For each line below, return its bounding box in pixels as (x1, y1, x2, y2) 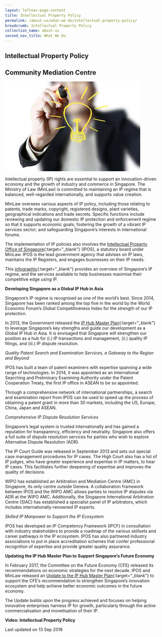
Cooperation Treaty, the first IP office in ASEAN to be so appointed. (5, 380, 139, 386)
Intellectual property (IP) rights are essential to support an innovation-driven (5, 176, 157, 182)
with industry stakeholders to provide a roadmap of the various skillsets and (5, 528, 156, 534)
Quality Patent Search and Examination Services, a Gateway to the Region (5, 350, 154, 356)
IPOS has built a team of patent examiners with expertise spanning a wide (5, 365, 152, 370)
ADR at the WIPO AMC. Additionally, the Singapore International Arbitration (5, 494, 154, 500)
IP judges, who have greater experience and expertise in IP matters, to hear (5, 459, 156, 465)
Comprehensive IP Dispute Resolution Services (5, 414, 99, 420)
